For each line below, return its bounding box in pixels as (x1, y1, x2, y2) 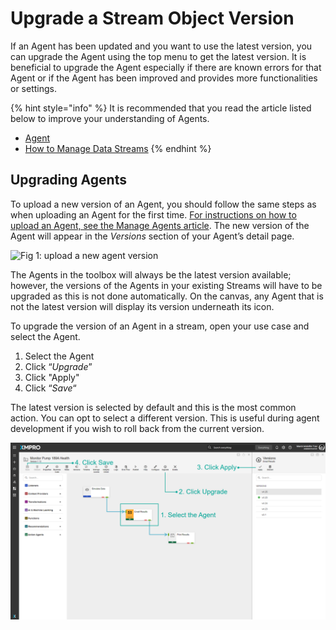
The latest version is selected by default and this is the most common (10, 401, 297, 413)
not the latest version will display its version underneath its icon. (10, 300, 275, 312)
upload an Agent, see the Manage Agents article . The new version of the (10, 219, 310, 231)
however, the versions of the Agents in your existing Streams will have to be (10, 279, 323, 291)
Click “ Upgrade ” (24, 360, 93, 372)
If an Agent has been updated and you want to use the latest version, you (10, 40, 313, 52)
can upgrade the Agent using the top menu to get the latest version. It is (10, 50, 307, 62)
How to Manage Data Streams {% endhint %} (24, 142, 212, 154)
